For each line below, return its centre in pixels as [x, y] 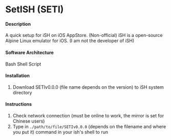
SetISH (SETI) [35, 9]
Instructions [19, 104]
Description [18, 24]
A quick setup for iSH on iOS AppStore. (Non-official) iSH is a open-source [84, 35]
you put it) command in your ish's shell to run [60, 132]
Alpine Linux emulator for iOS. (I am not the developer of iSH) [70, 41]
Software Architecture [29, 52]
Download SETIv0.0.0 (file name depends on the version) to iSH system [88, 87]
